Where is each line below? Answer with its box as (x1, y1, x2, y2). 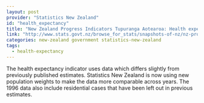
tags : (6, 43, 20, 49)
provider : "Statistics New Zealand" (6, 15, 99, 21)
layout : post (6, 8, 39, 15)
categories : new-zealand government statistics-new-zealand (6, 37, 162, 43)
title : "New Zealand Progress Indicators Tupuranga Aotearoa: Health (6, 25, 186, 32)
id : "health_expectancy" (6, 20, 69, 26)
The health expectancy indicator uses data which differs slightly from (6, 65, 180, 72)
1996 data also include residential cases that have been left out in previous (6, 84, 193, 91)
